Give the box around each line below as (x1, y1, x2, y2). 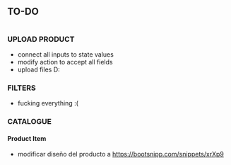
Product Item (7, 134, 47, 142)
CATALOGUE (7, 117, 52, 127)
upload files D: (17, 65, 60, 74)
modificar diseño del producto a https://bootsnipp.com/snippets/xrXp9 (17, 150, 225, 159)
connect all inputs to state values (17, 50, 114, 59)
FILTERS (7, 83, 37, 93)
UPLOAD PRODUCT (7, 34, 75, 44)
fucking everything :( (17, 99, 79, 108)
